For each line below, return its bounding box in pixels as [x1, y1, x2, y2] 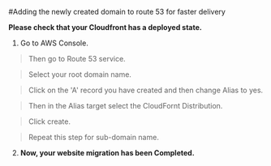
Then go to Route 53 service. [28, 54, 126, 63]
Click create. [28, 117, 71, 126]
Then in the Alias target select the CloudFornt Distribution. [28, 101, 223, 110]
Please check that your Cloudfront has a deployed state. [8, 23, 203, 32]
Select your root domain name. [28, 70, 132, 79]
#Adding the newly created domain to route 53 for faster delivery [8, 7, 226, 16]
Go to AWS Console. [19, 38, 89, 48]
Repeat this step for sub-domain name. [28, 133, 160, 142]
